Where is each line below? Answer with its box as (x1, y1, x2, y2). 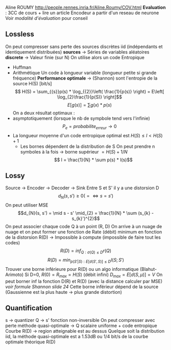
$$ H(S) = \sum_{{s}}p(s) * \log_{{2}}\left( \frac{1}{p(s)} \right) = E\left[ (15, 88, 164, 94)
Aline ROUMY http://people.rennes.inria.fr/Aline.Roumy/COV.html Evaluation (5, 5, 166, 10)
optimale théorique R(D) (5, 339, 56, 345)
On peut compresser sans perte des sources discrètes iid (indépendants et (5, 43, 163, 49)
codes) (5, 240, 20, 246)
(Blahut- (139, 266, 157, 272)
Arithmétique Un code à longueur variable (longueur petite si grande (12, 69, 157, 76)
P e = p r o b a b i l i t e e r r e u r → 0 (62, 123, 117, 131)
